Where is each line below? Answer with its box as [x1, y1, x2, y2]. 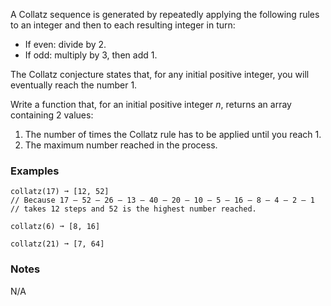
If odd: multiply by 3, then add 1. [24, 49, 158, 61]
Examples [10, 164, 60, 178]
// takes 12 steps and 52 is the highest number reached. [10, 204, 257, 214]
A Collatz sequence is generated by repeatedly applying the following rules [10, 9, 320, 20]
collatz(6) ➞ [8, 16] [10, 222, 101, 232]
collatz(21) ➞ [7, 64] [10, 239, 105, 249]
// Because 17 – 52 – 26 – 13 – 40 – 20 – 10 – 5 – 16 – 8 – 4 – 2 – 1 [10, 195, 315, 206]
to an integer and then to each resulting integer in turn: [10, 19, 236, 31]
